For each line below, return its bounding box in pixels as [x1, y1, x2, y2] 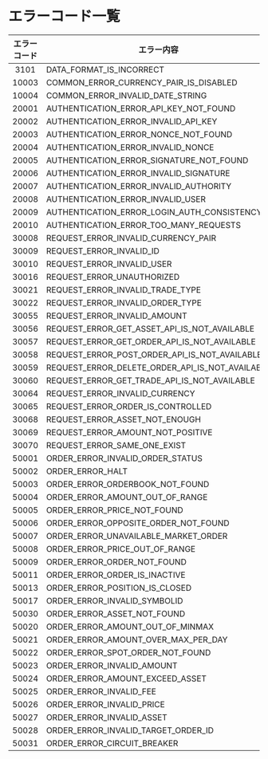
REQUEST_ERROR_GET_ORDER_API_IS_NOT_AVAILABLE [45, 336, 257, 347]
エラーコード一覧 [8, 7, 121, 26]
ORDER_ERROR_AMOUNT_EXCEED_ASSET [45, 673, 207, 684]
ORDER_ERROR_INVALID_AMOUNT [45, 659, 178, 671]
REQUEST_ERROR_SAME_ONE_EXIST [45, 439, 187, 450]
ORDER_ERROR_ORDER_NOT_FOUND [45, 556, 187, 567]
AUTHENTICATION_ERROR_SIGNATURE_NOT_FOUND [45, 155, 249, 166]
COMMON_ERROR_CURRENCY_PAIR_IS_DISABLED [45, 77, 238, 88]
